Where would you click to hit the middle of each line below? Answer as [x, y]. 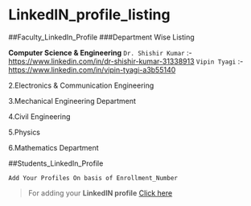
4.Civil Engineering [39, 116]
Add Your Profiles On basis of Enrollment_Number [93, 178]
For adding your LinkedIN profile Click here [100, 193]
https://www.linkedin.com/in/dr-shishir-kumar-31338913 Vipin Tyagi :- [126, 61]
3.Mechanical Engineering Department [72, 101]
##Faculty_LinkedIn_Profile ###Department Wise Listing [101, 37]
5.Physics [25, 132]
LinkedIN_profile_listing [89, 15]
